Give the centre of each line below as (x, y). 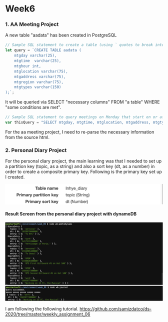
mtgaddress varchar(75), (40, 76)
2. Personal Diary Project (36, 150)
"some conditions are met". (33, 107)
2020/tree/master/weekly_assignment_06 (48, 314)
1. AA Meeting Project (32, 24)
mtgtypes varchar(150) (38, 87)
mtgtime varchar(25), (38, 61)
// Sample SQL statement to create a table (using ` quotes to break (79, 45)
